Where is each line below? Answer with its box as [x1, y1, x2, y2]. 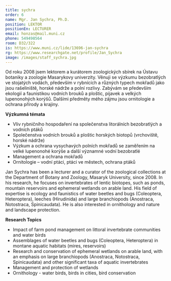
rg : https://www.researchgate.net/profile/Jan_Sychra [5, 50, 123, 55]
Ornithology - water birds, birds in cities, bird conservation [12, 270, 136, 276]
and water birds [12, 232, 46, 238]
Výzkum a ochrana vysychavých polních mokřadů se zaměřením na [12, 143, 155, 149]
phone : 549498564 [5, 36, 42, 41]
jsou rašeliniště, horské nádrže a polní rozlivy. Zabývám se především [5, 85, 152, 91]
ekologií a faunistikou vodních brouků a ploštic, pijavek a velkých [5, 90, 141, 97]
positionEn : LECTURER [5, 27, 52, 32]
